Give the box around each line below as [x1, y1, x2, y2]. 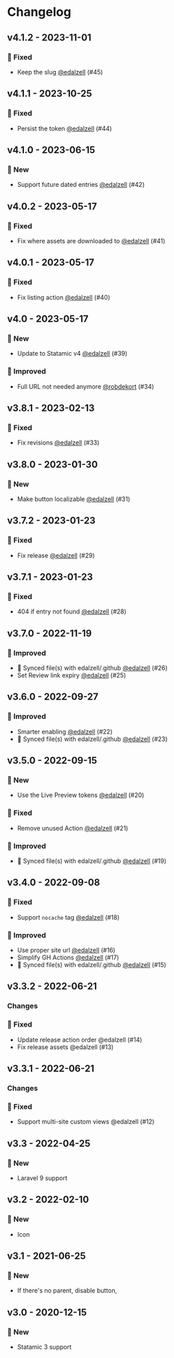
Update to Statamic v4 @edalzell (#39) [17, 349, 128, 358]
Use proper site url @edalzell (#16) [17, 946, 116, 954]
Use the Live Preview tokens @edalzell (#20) [17, 791, 144, 800]
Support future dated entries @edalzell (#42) [17, 181, 145, 189]
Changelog [7, 4, 72, 20]
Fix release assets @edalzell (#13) [17, 1042, 114, 1051]
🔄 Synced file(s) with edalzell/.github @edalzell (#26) [17, 664, 168, 672]
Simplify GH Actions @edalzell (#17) [17, 953, 119, 962]
